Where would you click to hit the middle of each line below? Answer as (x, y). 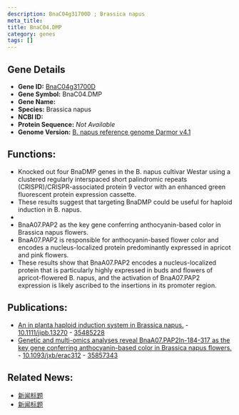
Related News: (40, 378)
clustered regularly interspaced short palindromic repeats (102, 179)
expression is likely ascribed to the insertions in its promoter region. (117, 285)
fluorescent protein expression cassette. (77, 194)
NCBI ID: (31, 117)
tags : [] (20, 41)
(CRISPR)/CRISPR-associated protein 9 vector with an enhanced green (122, 187)
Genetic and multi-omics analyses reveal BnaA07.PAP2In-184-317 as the (124, 340)
